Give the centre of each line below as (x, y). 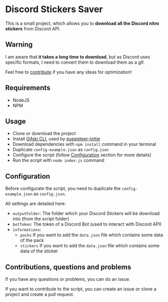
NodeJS (21, 100)
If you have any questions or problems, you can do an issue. (68, 279)
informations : (27, 230)
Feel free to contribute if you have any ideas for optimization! (69, 72)
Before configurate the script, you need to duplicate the (63, 189)
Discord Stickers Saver (54, 9)
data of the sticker (39, 251)
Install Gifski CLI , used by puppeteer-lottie (56, 139)
